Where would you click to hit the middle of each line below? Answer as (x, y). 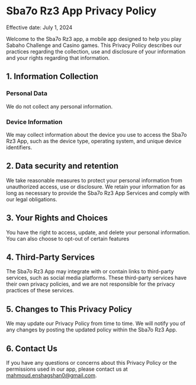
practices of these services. (40, 291)
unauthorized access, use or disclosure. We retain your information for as (96, 187)
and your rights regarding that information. (58, 58)
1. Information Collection (52, 76)
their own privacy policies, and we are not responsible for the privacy (91, 284)
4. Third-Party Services (51, 257)
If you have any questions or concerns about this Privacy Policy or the (91, 362)
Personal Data (27, 93)
